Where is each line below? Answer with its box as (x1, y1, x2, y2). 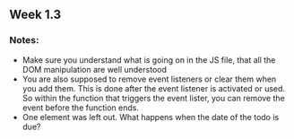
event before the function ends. (22, 102, 139, 113)
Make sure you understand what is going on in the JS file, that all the (22, 54, 276, 65)
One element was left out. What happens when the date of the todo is (22, 111, 280, 122)
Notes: (9, 34, 39, 47)
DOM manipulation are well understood (22, 64, 168, 74)
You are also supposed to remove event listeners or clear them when (22, 74, 277, 84)
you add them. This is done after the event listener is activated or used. (22, 83, 285, 93)
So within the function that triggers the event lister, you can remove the (22, 92, 285, 103)
